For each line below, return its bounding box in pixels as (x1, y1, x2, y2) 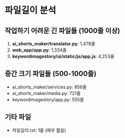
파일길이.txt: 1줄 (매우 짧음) (12, 127, 67, 133)
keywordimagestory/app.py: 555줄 (12, 97, 84, 103)
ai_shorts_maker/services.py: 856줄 (12, 84, 87, 90)
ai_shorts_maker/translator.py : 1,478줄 (12, 41, 96, 47)
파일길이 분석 (5, 5, 56, 16)
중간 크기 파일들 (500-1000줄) (5, 69, 97, 78)
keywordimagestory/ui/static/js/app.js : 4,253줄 (12, 54, 115, 59)
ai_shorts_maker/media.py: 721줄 (12, 90, 81, 96)
